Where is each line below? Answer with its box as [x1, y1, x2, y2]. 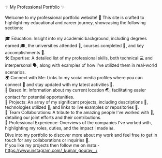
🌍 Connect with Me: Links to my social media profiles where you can [5, 75, 143, 80]
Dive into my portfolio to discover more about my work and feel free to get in [5, 132, 157, 138]
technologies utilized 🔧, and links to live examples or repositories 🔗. [5, 104, 139, 110]
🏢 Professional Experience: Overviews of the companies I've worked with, [5, 120, 152, 125]
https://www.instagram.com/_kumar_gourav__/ [5, 147, 98, 153]
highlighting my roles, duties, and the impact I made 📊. [5, 125, 115, 131]
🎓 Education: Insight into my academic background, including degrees [5, 36, 147, 41]
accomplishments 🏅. [5, 50, 46, 55]
